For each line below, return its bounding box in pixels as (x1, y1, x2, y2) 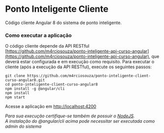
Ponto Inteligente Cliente (5, 3, 109, 15)
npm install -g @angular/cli (5, 86, 65, 91)
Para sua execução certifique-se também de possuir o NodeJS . (5, 113, 135, 119)
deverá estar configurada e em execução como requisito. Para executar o (5, 59, 155, 65)
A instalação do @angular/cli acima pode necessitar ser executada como (5, 118, 155, 124)
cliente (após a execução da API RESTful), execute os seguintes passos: (5, 64, 152, 70)
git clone (5, 74, 26, 79)
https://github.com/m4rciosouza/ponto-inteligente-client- (27, 74, 151, 79)
